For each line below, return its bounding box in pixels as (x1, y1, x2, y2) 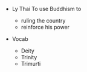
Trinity (21, 54, 37, 60)
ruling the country (21, 17, 66, 24)
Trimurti (21, 60, 41, 67)
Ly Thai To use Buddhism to (11, 5, 82, 12)
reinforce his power (21, 24, 70, 31)
